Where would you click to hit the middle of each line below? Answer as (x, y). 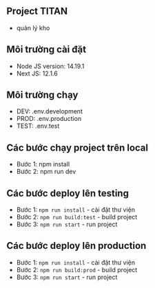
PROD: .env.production (49, 119)
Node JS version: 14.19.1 (50, 66)
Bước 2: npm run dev (46, 172)
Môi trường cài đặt (46, 50)
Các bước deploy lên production (76, 246)
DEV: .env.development (50, 111)
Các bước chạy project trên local (77, 147)
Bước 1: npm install (43, 164)
